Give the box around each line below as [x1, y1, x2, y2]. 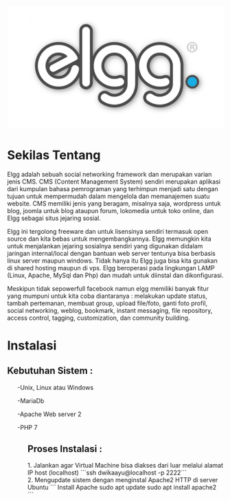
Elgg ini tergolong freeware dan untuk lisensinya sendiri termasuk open [7, 227, 209, 235]
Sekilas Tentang [7, 147, 101, 163]
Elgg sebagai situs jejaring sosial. [7, 214, 102, 222]
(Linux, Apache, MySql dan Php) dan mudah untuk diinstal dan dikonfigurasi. [7, 271, 224, 279]
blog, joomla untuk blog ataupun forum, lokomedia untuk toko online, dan [7, 206, 214, 215]
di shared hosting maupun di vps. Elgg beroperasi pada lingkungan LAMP [7, 263, 215, 272]
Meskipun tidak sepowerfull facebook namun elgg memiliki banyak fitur [7, 284, 209, 292]
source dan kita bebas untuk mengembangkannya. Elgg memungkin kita [7, 235, 211, 243]
